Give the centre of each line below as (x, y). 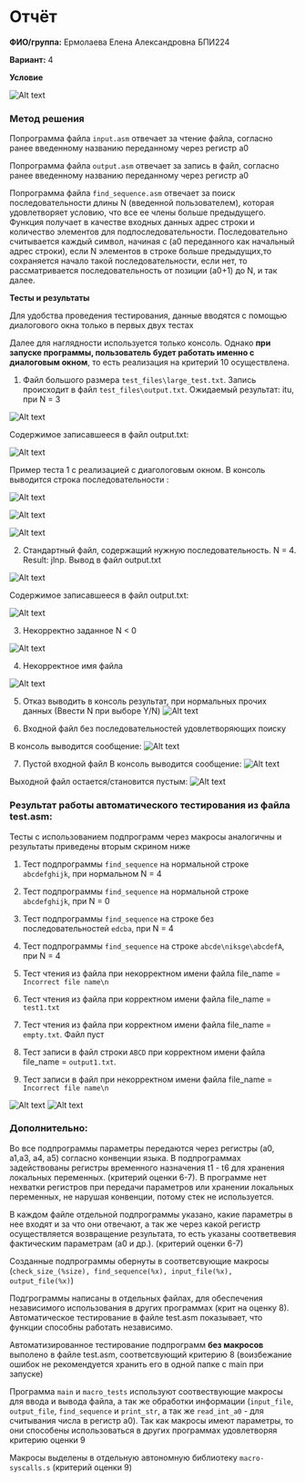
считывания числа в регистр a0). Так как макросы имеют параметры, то (152, 1420)
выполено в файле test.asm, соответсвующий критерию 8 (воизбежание (151, 1354)
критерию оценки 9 (47, 1440)
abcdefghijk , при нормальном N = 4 (92, 873)
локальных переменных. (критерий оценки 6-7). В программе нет (138, 1177)
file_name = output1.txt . (69, 1061)
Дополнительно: (49, 1128)
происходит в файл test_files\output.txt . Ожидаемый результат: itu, (158, 390)
